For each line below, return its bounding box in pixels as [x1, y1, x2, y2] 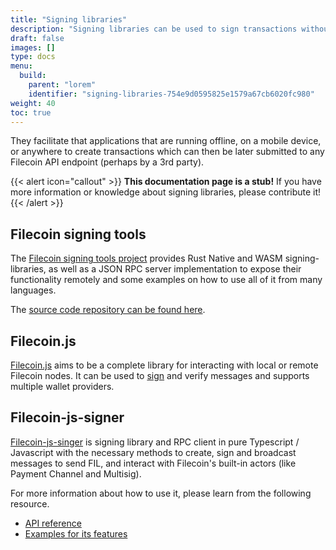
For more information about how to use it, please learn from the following [10, 487, 312, 499]
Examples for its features [24, 527, 128, 540]
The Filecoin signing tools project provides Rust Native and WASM [10, 252, 283, 265]
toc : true [10, 107, 52, 118]
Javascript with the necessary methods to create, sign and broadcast [10, 446, 297, 458]
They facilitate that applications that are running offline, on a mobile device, [10, 135, 322, 147]
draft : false [10, 33, 65, 43]
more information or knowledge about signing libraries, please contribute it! [10, 186, 322, 198]
